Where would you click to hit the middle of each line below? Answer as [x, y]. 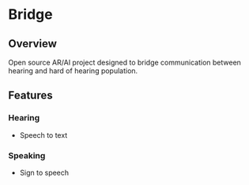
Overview [33, 44]
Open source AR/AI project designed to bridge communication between [124, 62]
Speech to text [43, 135]
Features [30, 96]
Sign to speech [44, 172]
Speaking [27, 155]
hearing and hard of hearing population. [73, 71]
